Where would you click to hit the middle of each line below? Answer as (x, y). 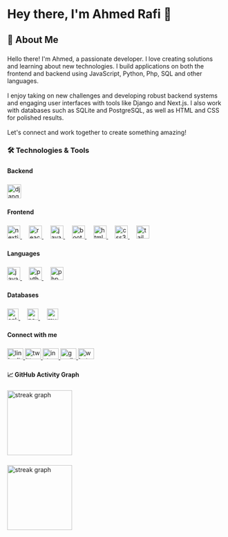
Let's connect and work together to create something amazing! (97, 132)
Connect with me (32, 334)
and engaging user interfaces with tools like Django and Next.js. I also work (114, 102)
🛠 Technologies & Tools (48, 150)
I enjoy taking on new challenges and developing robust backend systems (112, 95)
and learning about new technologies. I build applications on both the (106, 66)
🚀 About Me (33, 40)
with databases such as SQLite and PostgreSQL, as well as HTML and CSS (113, 110)
